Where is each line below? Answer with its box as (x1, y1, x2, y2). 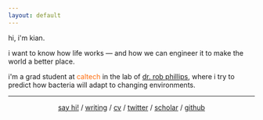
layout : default (8, 11, 61, 20)
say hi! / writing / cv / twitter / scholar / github (57, 103, 206, 112)
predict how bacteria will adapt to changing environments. (8, 80, 196, 89)
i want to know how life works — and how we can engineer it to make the (8, 48, 244, 57)
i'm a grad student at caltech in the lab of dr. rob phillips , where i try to (8, 71, 235, 81)
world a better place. (8, 56, 75, 66)
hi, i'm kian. (8, 33, 45, 42)
